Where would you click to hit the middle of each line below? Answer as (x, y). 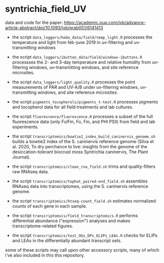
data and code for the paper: (34, 22)
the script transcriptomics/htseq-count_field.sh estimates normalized (84, 201)
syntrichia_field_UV (46, 9)
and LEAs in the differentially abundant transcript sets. (67, 241)
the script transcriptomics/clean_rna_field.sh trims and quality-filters (84, 166)
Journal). (21, 157)
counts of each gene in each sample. (49, 206)
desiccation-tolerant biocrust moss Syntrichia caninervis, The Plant (80, 152)
